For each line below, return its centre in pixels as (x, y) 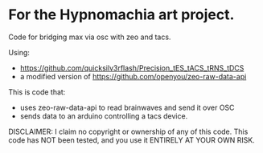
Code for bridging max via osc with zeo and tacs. (90, 37)
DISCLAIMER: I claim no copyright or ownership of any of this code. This (128, 131)
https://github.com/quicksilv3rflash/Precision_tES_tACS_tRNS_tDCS (132, 68)
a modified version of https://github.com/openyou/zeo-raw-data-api (133, 76)
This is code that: (37, 92)
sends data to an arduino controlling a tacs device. (104, 116)
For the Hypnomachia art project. (121, 15)
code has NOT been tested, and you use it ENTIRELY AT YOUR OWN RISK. (131, 140)
